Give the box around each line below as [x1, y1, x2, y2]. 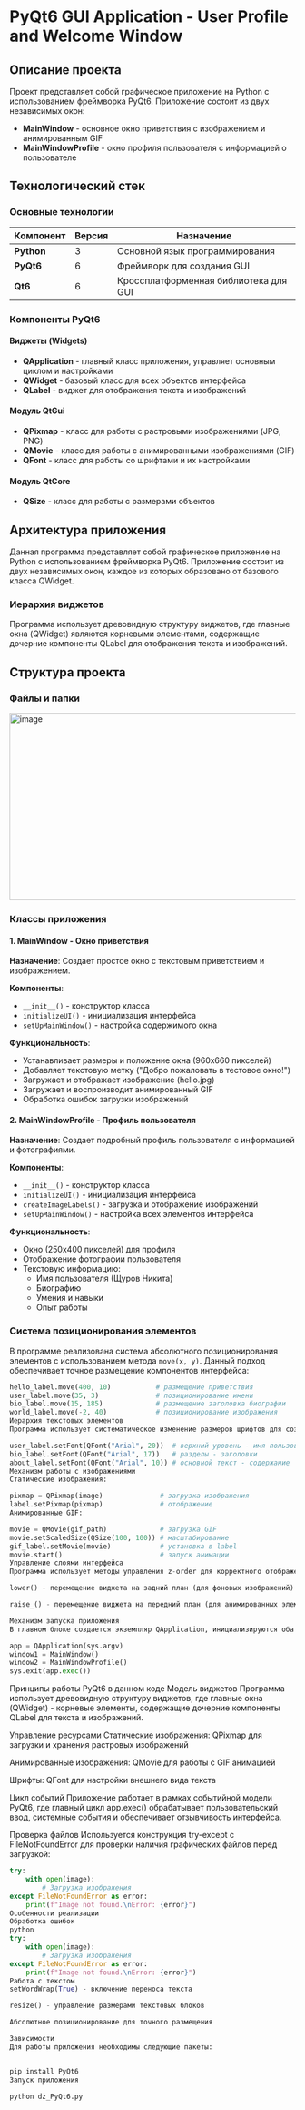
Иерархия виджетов [9, 598, 104, 611]
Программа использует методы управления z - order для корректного [9, 1567, 261, 1577]
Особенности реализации [9, 1909, 100, 1918]
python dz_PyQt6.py [9, 2092, 84, 2101]
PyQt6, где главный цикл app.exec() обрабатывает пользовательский [9, 1802, 279, 1813]
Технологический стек [9, 178, 146, 194]
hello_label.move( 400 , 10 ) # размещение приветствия [9, 1382, 254, 1392]
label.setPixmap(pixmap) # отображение [9, 1500, 213, 1509]
